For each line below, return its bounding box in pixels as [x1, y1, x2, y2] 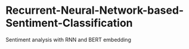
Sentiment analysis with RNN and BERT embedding [5, 36, 132, 43]
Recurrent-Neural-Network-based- [5, 4, 184, 17]
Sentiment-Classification [5, 16, 133, 30]
